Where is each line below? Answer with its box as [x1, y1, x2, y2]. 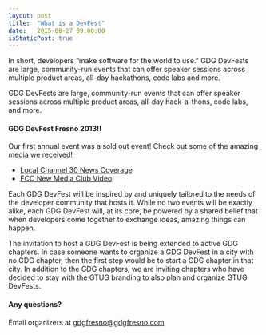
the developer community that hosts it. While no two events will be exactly [8, 197, 253, 208]
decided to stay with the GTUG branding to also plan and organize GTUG [8, 273, 248, 282]
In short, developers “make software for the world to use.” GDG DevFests [8, 56, 249, 66]
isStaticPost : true [8, 34, 73, 42]
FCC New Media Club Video [19, 173, 113, 184]
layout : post [8, 11, 52, 20]
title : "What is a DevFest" [8, 19, 105, 27]
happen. [8, 223, 36, 233]
